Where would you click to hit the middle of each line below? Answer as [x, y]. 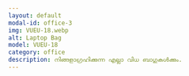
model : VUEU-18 [33, 45]
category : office [37, 52]
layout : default [35, 15]
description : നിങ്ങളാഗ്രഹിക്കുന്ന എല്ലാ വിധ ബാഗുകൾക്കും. [95, 60]
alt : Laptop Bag [35, 38]
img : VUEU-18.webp [38, 30]
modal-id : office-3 [40, 23]
